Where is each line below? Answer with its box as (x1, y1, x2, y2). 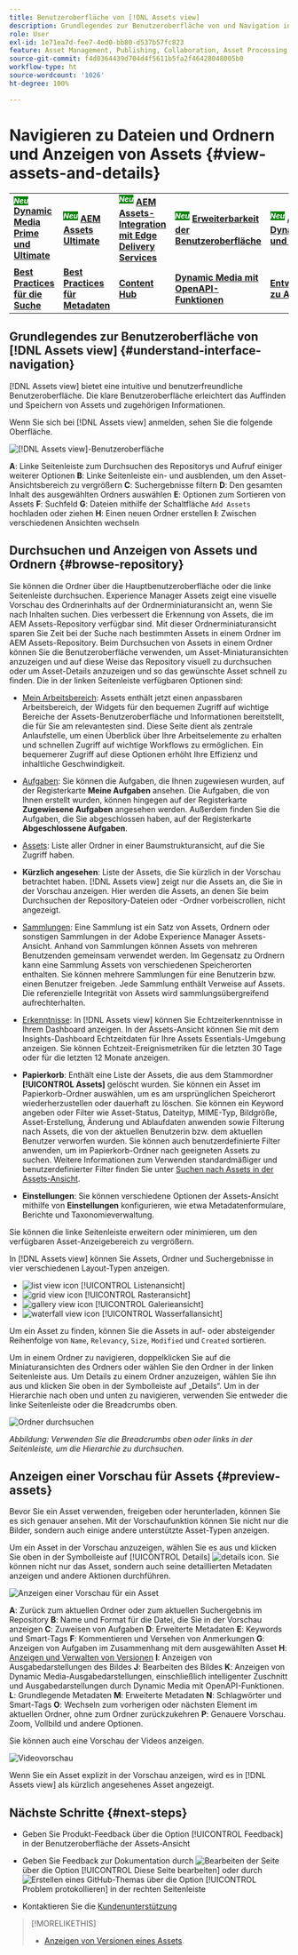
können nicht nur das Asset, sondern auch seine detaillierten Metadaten (9, 1561, 272, 1572)
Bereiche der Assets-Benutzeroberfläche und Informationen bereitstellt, (21, 711, 285, 722)
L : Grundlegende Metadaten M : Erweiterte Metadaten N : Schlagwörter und (9, 1690, 282, 1701)
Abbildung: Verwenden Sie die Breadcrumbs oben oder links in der (9, 1433, 253, 1444)
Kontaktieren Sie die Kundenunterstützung (21, 1901, 177, 1911)
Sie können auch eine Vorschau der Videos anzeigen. (9, 1736, 205, 1746)
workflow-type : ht (9, 63, 77, 72)
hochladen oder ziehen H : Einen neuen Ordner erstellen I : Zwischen (9, 507, 257, 518)
